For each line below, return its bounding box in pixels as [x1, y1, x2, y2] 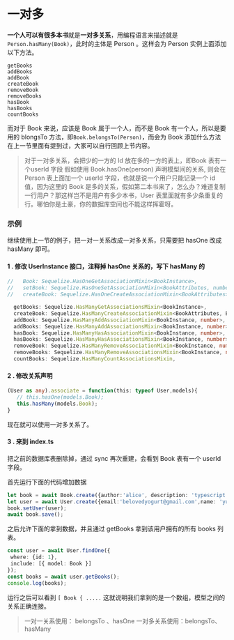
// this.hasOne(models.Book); [16, 394, 104, 401]
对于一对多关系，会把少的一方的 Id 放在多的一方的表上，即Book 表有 [24, 156, 221, 165]
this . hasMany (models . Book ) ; [16, 400, 98, 407]
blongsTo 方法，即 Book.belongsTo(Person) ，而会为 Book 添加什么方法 [20, 132, 221, 141]
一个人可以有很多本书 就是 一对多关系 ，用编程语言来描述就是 [7, 31, 178, 39]
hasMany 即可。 [7, 245, 54, 253]
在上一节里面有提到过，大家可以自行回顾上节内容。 [7, 141, 154, 150]
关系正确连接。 [7, 602, 50, 610]
